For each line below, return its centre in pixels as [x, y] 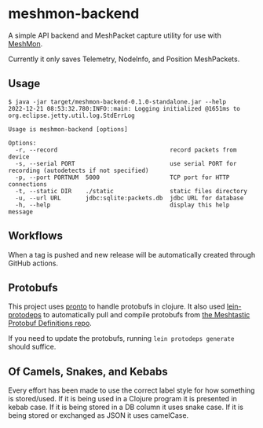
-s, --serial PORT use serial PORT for [126, 163]
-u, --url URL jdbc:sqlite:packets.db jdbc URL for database [130, 198]
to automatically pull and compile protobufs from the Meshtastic [146, 315]
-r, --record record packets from [126, 150]
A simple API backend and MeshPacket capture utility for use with [115, 35]
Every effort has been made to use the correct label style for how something [131, 390]
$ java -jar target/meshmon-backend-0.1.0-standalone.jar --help [117, 102]
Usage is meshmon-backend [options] [68, 129]
